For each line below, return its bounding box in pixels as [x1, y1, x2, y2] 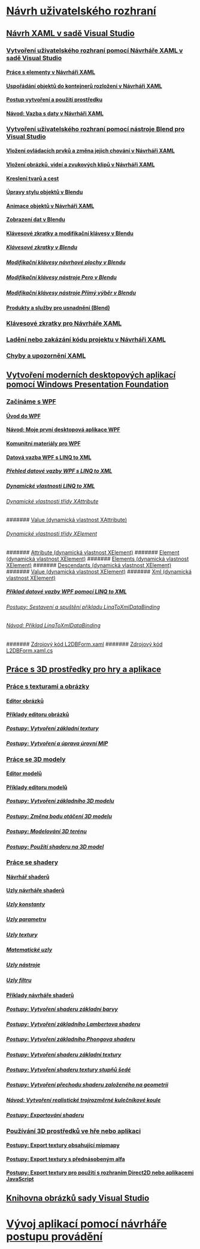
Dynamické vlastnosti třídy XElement [6, 530, 98, 538]
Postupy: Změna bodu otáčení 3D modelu [6, 812, 113, 820]
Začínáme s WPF [6, 397, 56, 406]
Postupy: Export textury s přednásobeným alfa [6, 1155, 125, 1162]
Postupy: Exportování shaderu [6, 1111, 84, 1119]
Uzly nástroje [6, 961, 41, 969]
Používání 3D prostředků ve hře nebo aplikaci [6, 1126, 141, 1135]
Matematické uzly [6, 946, 53, 953]
